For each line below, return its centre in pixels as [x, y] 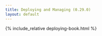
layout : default [22, 14]
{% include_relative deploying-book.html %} [51, 28]
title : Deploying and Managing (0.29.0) [48, 10]
